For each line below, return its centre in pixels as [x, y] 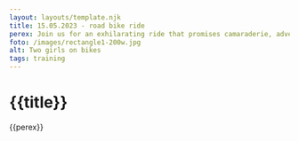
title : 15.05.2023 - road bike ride [77, 26]
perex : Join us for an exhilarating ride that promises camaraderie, [141, 34]
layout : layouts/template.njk [65, 17]
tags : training [37, 59]
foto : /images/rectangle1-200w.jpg [75, 42]
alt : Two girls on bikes [55, 51]
